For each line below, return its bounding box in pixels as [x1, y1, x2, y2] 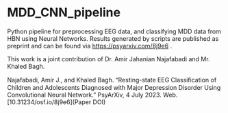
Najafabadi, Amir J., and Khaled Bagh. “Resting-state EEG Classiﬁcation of [7, 76, 217, 84]
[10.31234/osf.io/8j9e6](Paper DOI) [7, 97, 106, 106]
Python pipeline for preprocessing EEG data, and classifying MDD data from [7, 27, 221, 35]
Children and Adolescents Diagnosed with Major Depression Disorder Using [7, 83, 221, 91]
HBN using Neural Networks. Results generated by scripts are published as [7, 34, 219, 42]
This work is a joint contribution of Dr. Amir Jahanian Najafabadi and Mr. [7, 54, 210, 63]
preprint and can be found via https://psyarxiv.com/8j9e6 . [7, 42, 173, 50]
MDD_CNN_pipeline [7, 5, 121, 20]
